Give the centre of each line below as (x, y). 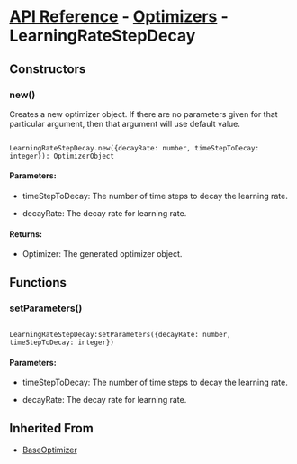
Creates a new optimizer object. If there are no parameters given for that (144, 114)
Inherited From (52, 428)
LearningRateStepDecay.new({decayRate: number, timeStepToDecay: (134, 148)
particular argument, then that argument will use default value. (125, 123)
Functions (38, 282)
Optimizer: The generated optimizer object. (102, 254)
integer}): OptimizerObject (62, 156)
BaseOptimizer (50, 450)
